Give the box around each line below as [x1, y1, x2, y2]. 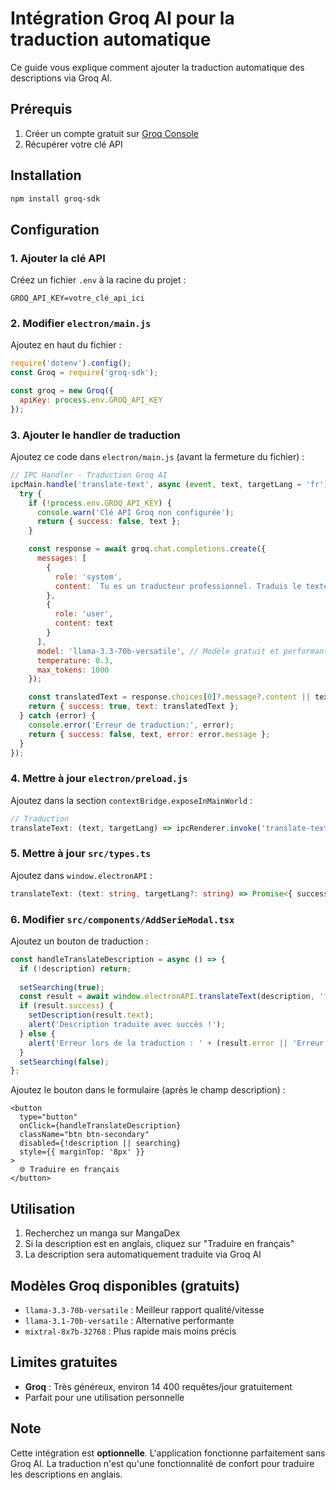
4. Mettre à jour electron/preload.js [10, 772, 188, 786]
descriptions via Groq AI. [10, 72, 113, 84]
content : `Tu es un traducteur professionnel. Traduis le [54, 581, 302, 591]
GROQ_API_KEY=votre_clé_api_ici [10, 293, 145, 304]
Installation [10, 167, 82, 184]
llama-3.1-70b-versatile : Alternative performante [24, 1314, 235, 1326]
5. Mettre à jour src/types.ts [10, 847, 152, 861]
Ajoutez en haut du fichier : [10, 339, 122, 351]
